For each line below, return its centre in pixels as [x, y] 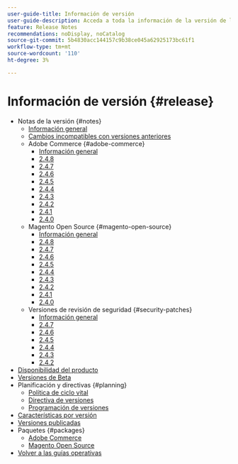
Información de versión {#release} [111, 101]
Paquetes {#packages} [51, 430]
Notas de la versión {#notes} [59, 121]
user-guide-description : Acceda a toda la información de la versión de [117, 21]
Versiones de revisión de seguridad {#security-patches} [110, 309]
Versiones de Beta [44, 377]
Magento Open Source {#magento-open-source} [100, 226]
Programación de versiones [68, 407]
